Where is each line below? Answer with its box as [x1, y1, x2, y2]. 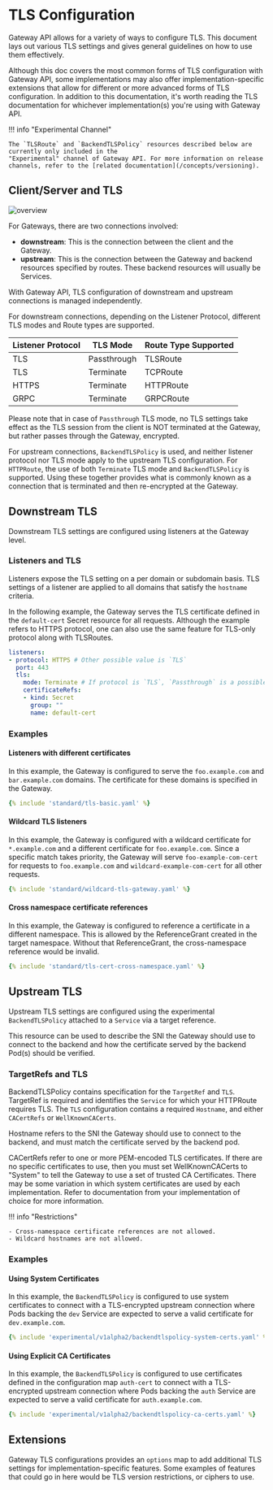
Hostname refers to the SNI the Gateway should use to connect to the [8, 1128, 241, 1138]
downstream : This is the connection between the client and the [19, 237, 234, 246]
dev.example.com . [8, 1318, 66, 1327]
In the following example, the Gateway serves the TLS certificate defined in [8, 606, 260, 616]
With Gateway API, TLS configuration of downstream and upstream [8, 287, 233, 297]
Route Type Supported [145, 339, 234, 350]
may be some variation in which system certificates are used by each [8, 1179, 240, 1188]
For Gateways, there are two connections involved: [8, 221, 179, 231]
